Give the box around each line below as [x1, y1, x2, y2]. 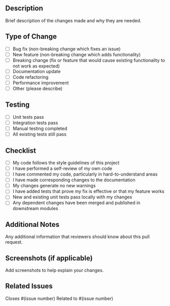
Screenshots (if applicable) [5, 254, 93, 262]
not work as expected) [12, 63, 60, 69]
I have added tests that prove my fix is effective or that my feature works [12, 188, 165, 194]
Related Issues [5, 282, 53, 291]
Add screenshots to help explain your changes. [5, 267, 104, 274]
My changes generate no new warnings [12, 183, 96, 189]
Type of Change [5, 32, 57, 41]
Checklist [5, 146, 37, 155]
